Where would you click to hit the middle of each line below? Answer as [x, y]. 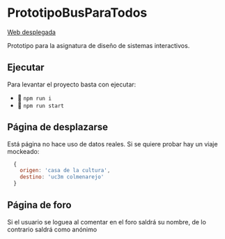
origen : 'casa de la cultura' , [65, 171]
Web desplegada [31, 32]
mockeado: [23, 151]
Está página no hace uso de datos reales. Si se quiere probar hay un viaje [113, 144]
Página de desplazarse [58, 127]
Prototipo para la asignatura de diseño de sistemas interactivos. [99, 45]
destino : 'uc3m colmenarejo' [62, 177]
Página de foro [39, 205]
